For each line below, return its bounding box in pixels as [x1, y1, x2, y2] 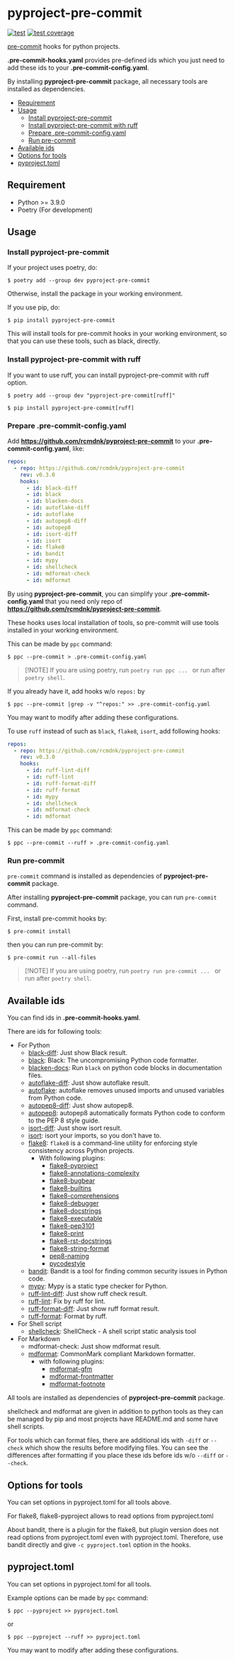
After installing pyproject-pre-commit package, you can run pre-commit [7, 893, 217, 901]
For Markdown [17, 1334, 60, 1344]
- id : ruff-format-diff [25, 779, 97, 787]
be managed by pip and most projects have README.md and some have [7, 1415, 219, 1424]
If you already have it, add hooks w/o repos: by [7, 687, 145, 695]
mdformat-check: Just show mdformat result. [28, 1342, 161, 1351]
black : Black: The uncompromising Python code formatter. [28, 1056, 198, 1064]
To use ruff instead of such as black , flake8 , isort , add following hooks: [7, 726, 221, 735]
